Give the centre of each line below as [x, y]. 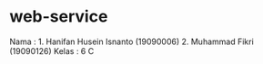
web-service [59, 17]
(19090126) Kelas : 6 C [52, 50]
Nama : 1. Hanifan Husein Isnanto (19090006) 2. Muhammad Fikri [132, 41]
